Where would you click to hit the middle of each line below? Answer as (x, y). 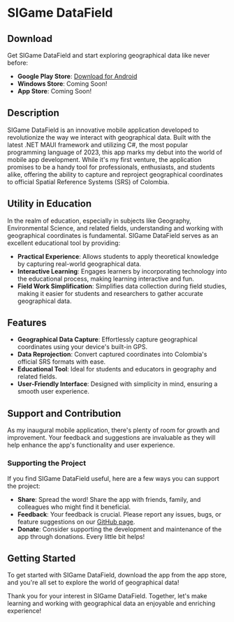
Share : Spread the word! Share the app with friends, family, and (109, 499)
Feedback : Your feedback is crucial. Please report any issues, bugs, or (119, 514)
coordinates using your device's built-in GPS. (82, 347)
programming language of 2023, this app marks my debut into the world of (115, 152)
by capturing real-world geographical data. (79, 264)
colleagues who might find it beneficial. (74, 507)
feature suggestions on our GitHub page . (76, 521)
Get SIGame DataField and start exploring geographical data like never (109, 55)
